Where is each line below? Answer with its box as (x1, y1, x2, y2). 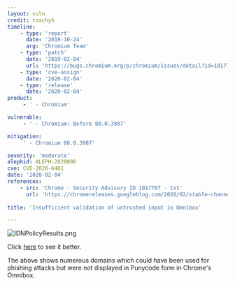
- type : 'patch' (20, 50, 68, 57)
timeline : (7, 23, 36, 30)
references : (7, 178, 42, 185)
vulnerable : (7, 114, 42, 121)
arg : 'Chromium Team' (25, 43, 90, 50)
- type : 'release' (20, 82, 73, 89)
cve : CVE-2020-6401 (7, 165, 64, 172)
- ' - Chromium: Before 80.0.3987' (22, 120, 127, 127)
